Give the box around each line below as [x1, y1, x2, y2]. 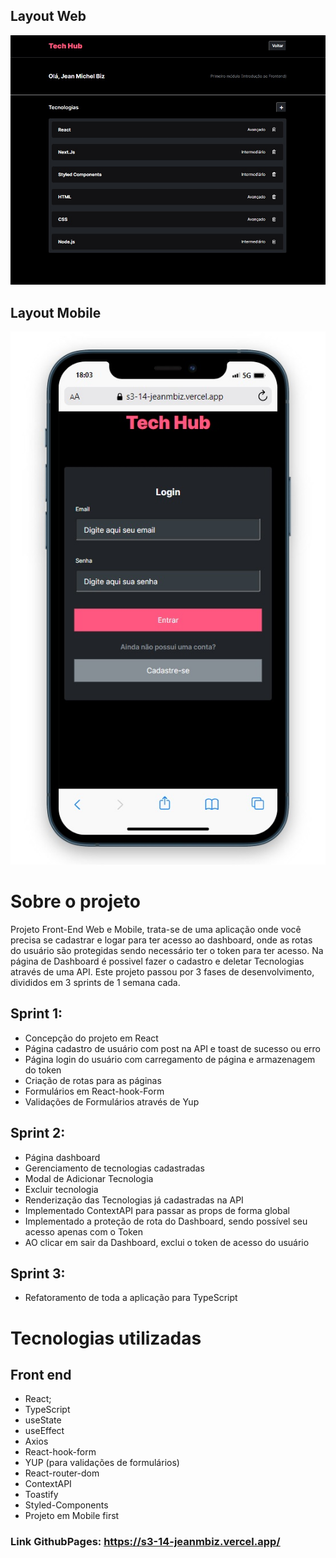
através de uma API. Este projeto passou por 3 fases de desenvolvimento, [10, 965, 315, 978]
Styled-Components [24, 1499, 109, 1511]
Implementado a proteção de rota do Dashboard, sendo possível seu [24, 1215, 308, 1227]
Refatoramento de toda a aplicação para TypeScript [24, 1292, 238, 1304]
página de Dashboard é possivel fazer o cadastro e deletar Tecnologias [10, 955, 305, 967]
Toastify [24, 1489, 59, 1501]
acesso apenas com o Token [24, 1225, 144, 1238]
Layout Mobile [10, 304, 102, 321]
